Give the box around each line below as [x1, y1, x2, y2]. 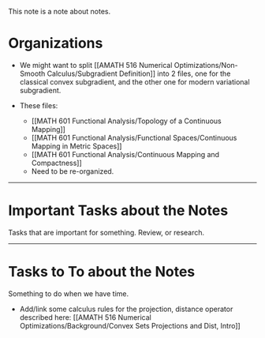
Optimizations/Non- [174, 60, 238, 69]
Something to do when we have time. [8, 288, 129, 299]
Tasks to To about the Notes [8, 263, 196, 281]
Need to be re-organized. [31, 166, 114, 176]
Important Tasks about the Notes [8, 201, 229, 220]
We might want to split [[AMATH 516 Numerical [19, 60, 173, 69]
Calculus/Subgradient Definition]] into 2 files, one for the [47, 69, 231, 78]
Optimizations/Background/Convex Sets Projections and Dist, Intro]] [19, 321, 241, 330]
